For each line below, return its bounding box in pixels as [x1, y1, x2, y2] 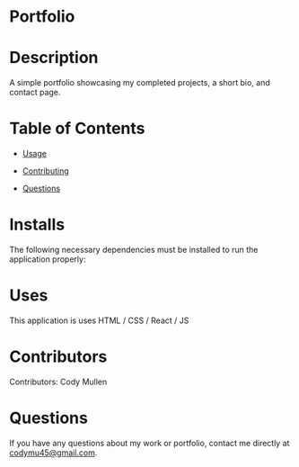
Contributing [22, 166, 69, 176]
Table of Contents [9, 119, 145, 139]
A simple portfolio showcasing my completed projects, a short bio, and [9, 77, 271, 88]
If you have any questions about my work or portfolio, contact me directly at [9, 437, 290, 448]
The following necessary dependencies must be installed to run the [9, 245, 259, 255]
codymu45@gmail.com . [9, 447, 98, 458]
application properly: [9, 254, 86, 265]
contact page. [9, 87, 61, 98]
